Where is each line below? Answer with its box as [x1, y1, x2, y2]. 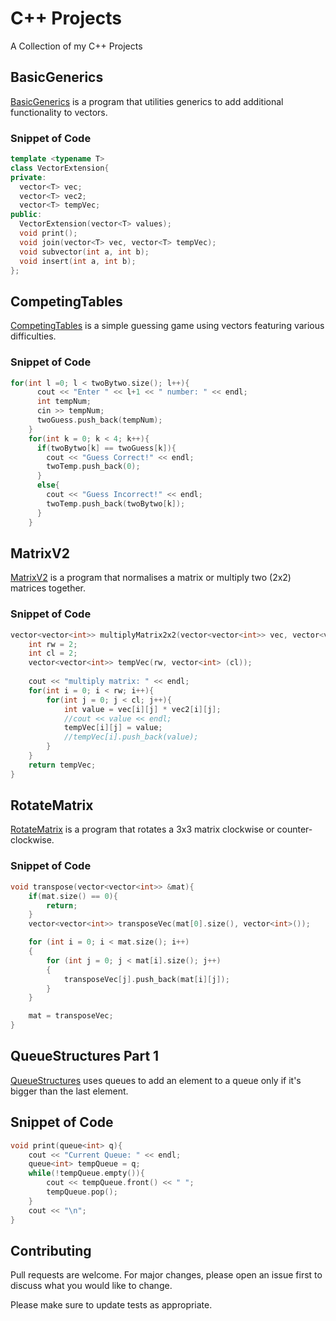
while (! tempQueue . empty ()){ [28, 1168, 145, 1179]
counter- [276, 823, 313, 836]
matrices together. [10, 582, 87, 594]
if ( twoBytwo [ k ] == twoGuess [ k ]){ [36, 443, 177, 453]
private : [10, 172, 47, 182]
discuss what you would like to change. [10, 1280, 173, 1292]
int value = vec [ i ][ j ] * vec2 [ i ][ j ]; [63, 704, 222, 714]
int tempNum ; [36, 397, 92, 407]
